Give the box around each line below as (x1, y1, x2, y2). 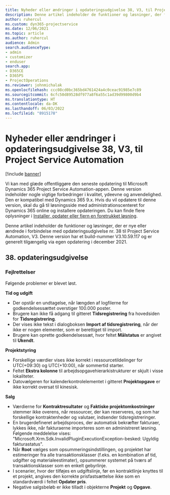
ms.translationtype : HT (5, 97, 56, 102)
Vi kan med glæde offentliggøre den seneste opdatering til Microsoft (5, 181, 148, 187)
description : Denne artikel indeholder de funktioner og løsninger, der (5, 12, 162, 17)
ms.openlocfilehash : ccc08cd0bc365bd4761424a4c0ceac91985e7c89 (5, 87, 142, 93)
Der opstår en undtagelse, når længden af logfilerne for (12, 299, 129, 306)
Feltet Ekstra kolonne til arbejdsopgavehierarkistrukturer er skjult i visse (12, 368, 163, 374)
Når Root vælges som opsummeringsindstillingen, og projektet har (12, 446, 151, 453)
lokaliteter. (12, 373, 34, 379)
